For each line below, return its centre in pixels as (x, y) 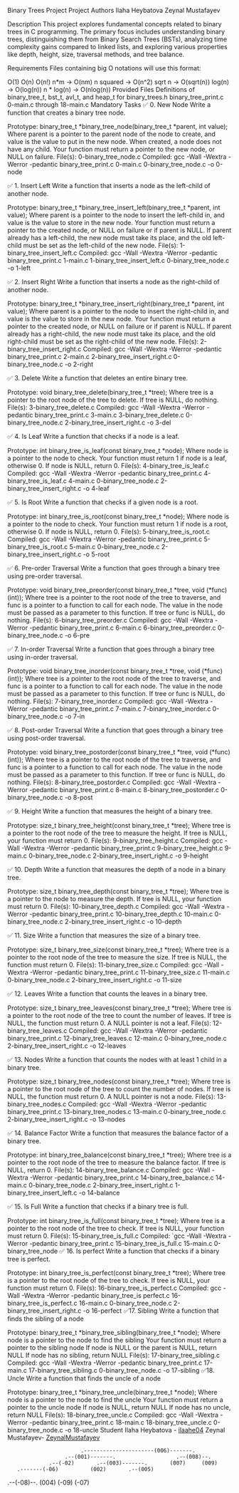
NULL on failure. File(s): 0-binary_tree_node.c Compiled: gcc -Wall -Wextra (117, 157)
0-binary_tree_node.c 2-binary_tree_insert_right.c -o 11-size (95, 980)
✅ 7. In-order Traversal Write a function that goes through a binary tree (111, 649)
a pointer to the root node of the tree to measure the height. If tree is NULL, (117, 833)
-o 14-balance (99, 1193)
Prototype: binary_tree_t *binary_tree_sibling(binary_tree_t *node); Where (114, 1332)
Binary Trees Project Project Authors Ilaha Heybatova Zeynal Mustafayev (114, 10)
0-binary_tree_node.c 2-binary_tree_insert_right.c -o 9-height (118, 855)
